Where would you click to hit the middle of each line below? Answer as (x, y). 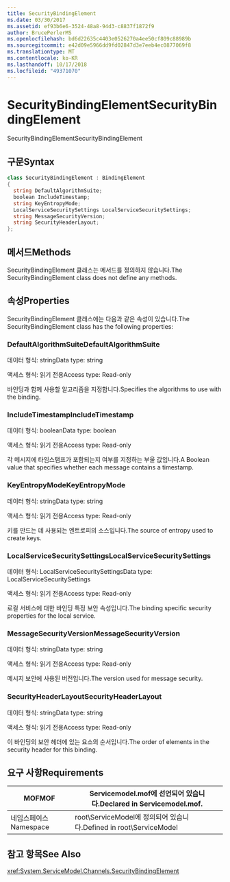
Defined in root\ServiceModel (130, 828)
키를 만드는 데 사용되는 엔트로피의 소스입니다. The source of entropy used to (110, 530)
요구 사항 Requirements (55, 773)
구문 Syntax (31, 162)
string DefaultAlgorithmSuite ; (58, 191)
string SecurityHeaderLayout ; (56, 223)
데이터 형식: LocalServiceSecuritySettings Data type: (80, 571)
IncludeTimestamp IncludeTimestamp (71, 415)
